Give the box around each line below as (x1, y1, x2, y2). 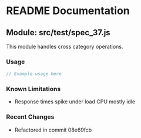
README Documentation (6, 4, 130, 18)
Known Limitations (6, 85, 61, 93)
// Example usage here (6, 71, 62, 77)
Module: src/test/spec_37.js (6, 28, 110, 38)
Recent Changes (6, 113, 55, 121)
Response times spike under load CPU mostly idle (14, 98, 136, 105)
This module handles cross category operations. (6, 43, 123, 50)
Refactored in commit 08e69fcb (14, 126, 92, 133)
